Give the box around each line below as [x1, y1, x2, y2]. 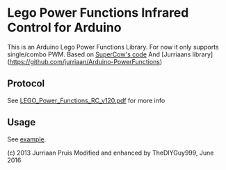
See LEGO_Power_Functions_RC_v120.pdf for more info [7, 96, 166, 105]
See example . [7, 134, 47, 144]
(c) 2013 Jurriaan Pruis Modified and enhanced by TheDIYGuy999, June [7, 148, 214, 157]
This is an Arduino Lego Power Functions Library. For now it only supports [7, 42, 219, 51]
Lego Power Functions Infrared [7, 5, 189, 21]
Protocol [7, 78, 45, 90]
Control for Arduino [7, 20, 122, 36]
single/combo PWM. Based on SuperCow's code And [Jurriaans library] [7, 50, 213, 59]
